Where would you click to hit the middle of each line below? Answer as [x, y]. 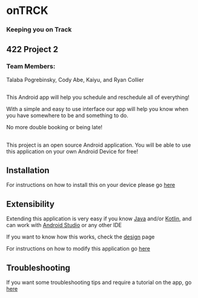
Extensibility [30, 204]
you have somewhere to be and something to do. [67, 115]
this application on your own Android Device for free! [72, 151]
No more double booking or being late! [54, 127]
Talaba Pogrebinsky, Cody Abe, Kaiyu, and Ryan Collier [75, 80]
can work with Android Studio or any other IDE [64, 225]
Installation [28, 170]
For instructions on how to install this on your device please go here [91, 185]
